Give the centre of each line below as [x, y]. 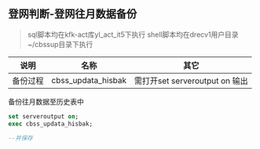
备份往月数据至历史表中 [46, 101]
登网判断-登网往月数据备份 [73, 14]
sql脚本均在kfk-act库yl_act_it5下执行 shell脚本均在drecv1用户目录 [133, 35]
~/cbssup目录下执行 [60, 44]
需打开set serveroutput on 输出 [191, 81]
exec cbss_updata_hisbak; [50, 124]
